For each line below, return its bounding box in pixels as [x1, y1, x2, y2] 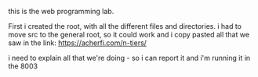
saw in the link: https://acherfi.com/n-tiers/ [8, 38, 147, 47]
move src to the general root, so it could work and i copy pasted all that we [8, 30, 249, 39]
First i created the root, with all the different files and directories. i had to [8, 22, 242, 30]
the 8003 [8, 61, 38, 71]
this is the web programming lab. [8, 7, 114, 16]
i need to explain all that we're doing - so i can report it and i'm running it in [8, 54, 251, 62]
